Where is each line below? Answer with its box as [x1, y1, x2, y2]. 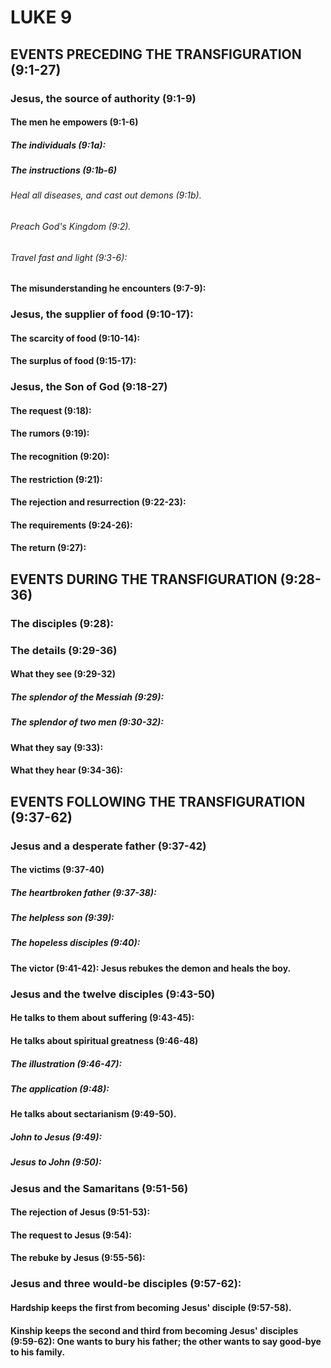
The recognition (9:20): [10, 451, 110, 463]
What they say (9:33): [10, 741, 104, 753]
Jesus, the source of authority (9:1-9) [10, 91, 197, 105]
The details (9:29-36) [10, 643, 118, 657]
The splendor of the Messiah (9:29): [10, 691, 165, 703]
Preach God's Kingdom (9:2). [10, 221, 132, 233]
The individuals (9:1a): [10, 139, 107, 151]
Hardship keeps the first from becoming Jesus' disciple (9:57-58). [10, 1301, 292, 1313]
